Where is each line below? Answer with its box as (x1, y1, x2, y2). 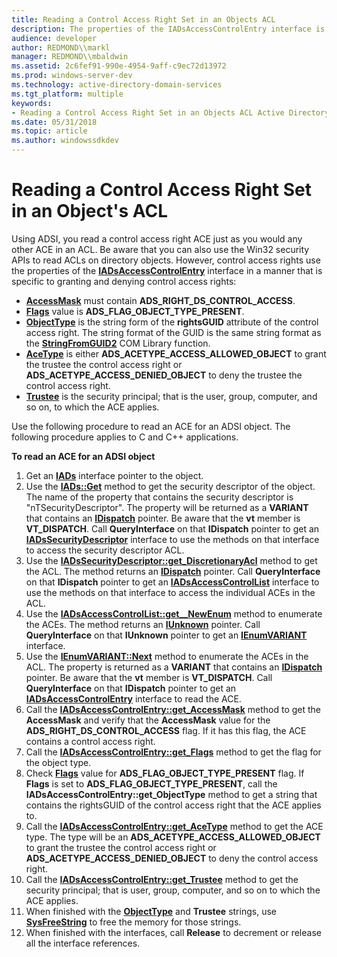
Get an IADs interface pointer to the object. (25, 469, 204, 481)
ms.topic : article (11, 126, 88, 136)
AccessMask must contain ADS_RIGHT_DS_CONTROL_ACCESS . (25, 294, 296, 306)
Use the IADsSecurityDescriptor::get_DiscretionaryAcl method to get (25, 554, 318, 566)
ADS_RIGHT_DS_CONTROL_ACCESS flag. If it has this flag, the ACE (25, 724, 307, 736)
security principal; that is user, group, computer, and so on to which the (25, 884, 321, 896)
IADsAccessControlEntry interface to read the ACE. (25, 692, 242, 705)
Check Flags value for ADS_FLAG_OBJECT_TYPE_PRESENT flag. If (25, 767, 305, 779)
